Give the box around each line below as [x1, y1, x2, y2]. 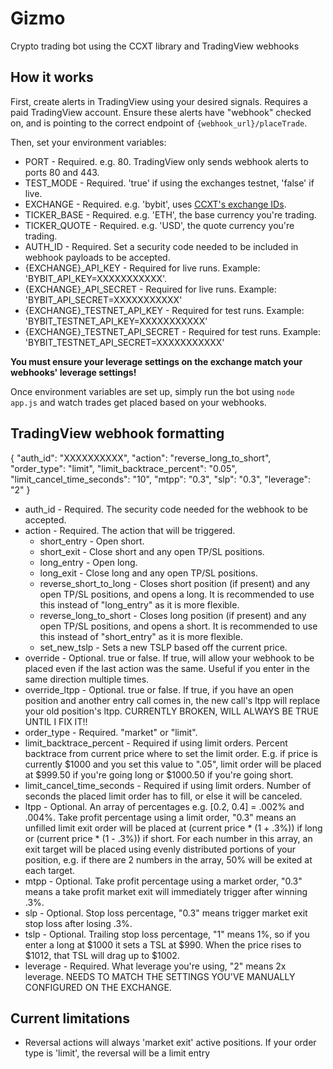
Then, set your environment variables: [10, 136, 167, 148]
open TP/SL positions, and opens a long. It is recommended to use [39, 588, 315, 600]
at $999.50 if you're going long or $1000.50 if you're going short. [24, 768, 294, 781]
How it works [10, 69, 94, 86]
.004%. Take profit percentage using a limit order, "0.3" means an [24, 811, 297, 823]
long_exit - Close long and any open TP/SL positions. [39, 567, 258, 579]
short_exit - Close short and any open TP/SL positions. [39, 545, 265, 557]
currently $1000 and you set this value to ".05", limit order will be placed [24, 758, 322, 770]
